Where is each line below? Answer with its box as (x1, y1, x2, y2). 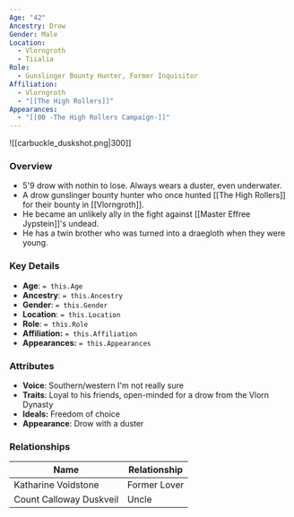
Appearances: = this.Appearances (22, 337, 151, 348)
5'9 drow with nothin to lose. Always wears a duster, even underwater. (22, 180, 282, 191)
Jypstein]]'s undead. (22, 219, 99, 229)
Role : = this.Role (22, 318, 89, 329)
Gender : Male (9, 30, 58, 39)
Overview (9, 160, 53, 173)
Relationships (9, 440, 71, 452)
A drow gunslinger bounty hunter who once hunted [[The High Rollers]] (22, 190, 286, 201)
